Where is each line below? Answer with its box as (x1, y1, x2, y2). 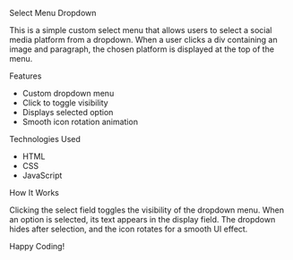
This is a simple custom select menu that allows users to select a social (9, 25, 272, 35)
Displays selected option (22, 107, 114, 117)
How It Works (9, 188, 60, 197)
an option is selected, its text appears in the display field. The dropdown (9, 214, 276, 224)
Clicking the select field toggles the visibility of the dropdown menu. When (9, 205, 285, 215)
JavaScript (22, 170, 63, 180)
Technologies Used (9, 134, 81, 144)
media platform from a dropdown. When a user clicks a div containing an (9, 35, 278, 45)
